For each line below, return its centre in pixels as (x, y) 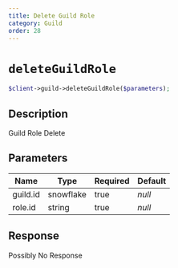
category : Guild (35, 23)
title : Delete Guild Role (51, 16)
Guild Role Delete (37, 133)
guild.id (26, 194)
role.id (24, 207)
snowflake (67, 194)
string (59, 207)
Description (38, 114)
